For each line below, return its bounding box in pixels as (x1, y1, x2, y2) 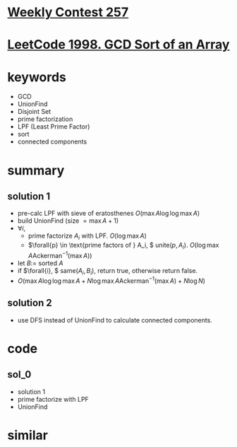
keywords (7, 69, 67, 85)
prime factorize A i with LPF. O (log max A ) (28, 231, 147, 242)
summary (7, 162, 65, 178)
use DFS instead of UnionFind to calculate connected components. (17, 315, 213, 324)
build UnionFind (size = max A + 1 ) (17, 216, 119, 225)
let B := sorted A (17, 259, 63, 267)
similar (7, 427, 48, 443)
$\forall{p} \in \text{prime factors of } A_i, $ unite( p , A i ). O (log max (28, 241, 219, 251)
